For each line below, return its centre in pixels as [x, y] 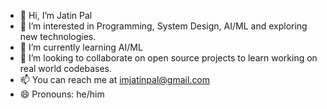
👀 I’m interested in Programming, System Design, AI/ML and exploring [163, 26]
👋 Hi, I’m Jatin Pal [56, 15]
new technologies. [58, 36]
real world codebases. [65, 68]
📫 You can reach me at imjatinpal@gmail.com [115, 79]
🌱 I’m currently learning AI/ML [81, 47]
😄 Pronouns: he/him [62, 94]
